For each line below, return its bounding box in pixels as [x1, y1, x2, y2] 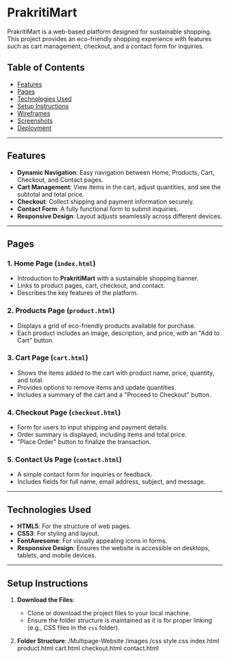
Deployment [16, 123, 52, 132]
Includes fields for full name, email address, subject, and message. [16, 477, 206, 486]
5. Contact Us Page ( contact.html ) [7, 455, 122, 464]
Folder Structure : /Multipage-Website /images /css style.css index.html [16, 637, 220, 645]
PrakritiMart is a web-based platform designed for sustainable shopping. [7, 27, 212, 36]
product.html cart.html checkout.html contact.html [16, 644, 159, 652]
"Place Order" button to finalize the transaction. [16, 438, 152, 446]
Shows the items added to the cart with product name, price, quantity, [16, 369, 215, 377]
